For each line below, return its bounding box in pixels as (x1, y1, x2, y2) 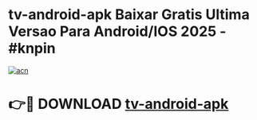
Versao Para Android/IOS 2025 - (8, 22, 227, 41)
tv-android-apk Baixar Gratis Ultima (8, 6, 250, 24)
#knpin (8, 40, 56, 57)
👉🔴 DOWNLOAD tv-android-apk (8, 95, 229, 113)
